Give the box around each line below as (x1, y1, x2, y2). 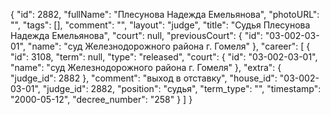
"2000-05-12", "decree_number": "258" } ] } (10, 94, 193, 105)
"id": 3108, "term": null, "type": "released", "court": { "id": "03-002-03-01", (10, 51, 318, 63)
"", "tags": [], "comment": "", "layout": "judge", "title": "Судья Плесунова (10, 19, 311, 31)
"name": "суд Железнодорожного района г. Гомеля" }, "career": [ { (27, 40, 311, 52)
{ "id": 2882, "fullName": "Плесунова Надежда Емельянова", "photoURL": (10, 9, 320, 20)
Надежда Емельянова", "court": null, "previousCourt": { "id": (10, 30, 263, 41)
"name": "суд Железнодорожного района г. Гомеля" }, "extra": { (10, 62, 282, 73)
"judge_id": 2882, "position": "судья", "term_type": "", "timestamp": (42, 83, 322, 94)
